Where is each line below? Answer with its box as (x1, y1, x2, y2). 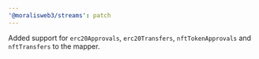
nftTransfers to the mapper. (8, 41, 100, 51)
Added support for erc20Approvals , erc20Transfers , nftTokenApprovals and (8, 33, 251, 42)
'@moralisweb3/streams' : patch (8, 11, 111, 20)
